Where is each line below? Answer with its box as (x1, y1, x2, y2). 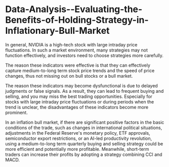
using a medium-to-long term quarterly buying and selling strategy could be (5, 140, 163, 147)
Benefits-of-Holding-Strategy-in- (5, 14, 149, 26)
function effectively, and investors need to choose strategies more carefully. (5, 52, 164, 59)
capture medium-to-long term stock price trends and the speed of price (5, 67, 155, 74)
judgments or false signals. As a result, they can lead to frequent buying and (5, 88, 164, 94)
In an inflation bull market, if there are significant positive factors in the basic (5, 119, 164, 125)
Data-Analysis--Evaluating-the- (5, 4, 143, 15)
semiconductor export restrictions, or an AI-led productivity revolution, (5, 135, 152, 141)
